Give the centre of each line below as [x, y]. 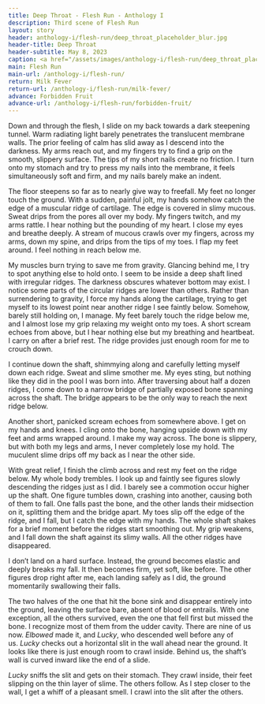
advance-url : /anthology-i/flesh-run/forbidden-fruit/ [100, 103]
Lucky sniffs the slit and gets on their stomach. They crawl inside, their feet [130, 676]
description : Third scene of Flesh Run [74, 23]
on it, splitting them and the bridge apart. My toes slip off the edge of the [127, 512]
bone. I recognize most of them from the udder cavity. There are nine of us [130, 627]
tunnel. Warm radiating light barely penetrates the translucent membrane [127, 134]
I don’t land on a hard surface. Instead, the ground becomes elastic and [124, 561]
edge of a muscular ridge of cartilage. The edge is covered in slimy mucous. [132, 208]
